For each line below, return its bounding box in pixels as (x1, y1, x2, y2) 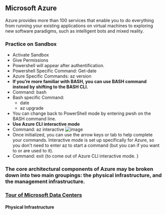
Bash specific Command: (12, 95, 64, 101)
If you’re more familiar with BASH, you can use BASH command (12, 79, 146, 85)
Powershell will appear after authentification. (12, 63, 104, 69)
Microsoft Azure (5, 4, 57, 13)
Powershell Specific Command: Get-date (12, 68, 96, 74)
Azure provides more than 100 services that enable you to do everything (5, 17, 154, 23)
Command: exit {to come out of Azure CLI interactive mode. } (12, 153, 139, 159)
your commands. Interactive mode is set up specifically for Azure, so (12, 137, 154, 143)
